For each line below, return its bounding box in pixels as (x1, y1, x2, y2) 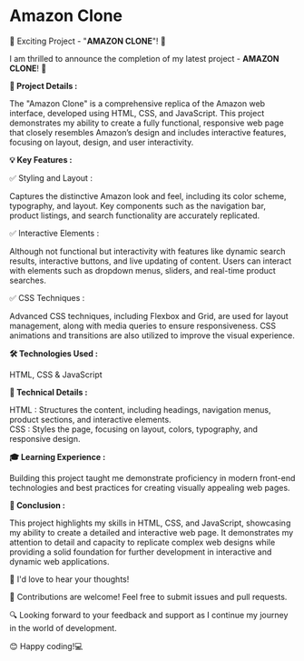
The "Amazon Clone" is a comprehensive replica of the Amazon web (9, 97, 266, 109)
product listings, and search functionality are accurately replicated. (9, 210, 260, 221)
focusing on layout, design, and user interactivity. (9, 136, 194, 147)
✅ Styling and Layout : (9, 172, 93, 183)
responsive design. (9, 433, 81, 444)
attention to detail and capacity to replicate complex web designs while (9, 536, 276, 547)
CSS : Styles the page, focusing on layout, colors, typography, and (9, 424, 259, 435)
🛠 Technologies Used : (9, 347, 98, 359)
